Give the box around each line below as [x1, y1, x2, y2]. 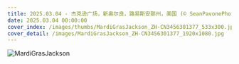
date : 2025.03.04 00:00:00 [7, 17, 87, 24]
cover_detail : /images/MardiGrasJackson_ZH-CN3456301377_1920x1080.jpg [7, 30, 224, 37]
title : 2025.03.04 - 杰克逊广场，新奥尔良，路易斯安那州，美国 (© [7, 10, 187, 18]
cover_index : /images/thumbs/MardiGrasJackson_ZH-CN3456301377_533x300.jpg [7, 23, 237, 30]
